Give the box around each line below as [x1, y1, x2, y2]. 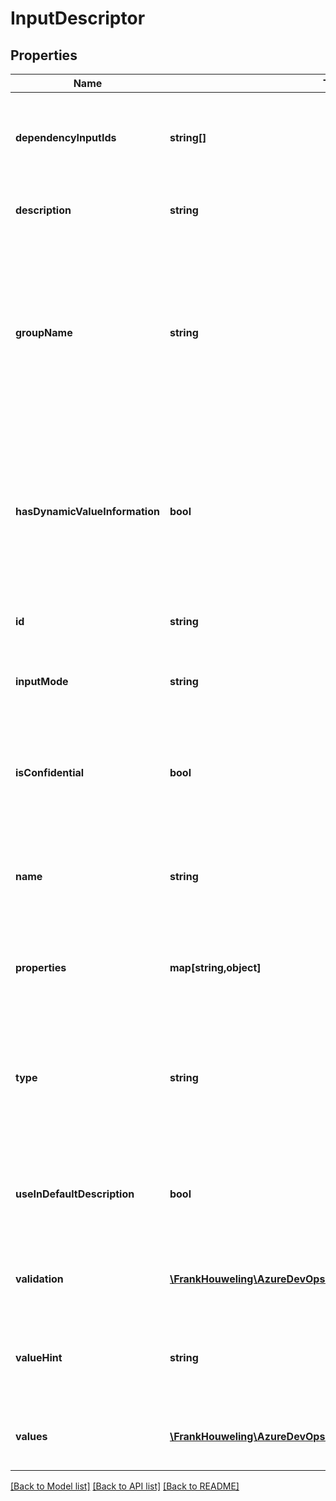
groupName [15, 326, 73, 339]
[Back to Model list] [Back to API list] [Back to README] [10, 1480, 240, 1492]
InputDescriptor [10, 7, 146, 30]
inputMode [15, 675, 69, 688]
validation [15, 1272, 64, 1286]
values [15, 1430, 48, 1443]
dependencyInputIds [15, 131, 117, 144]
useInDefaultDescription [15, 1187, 135, 1201]
